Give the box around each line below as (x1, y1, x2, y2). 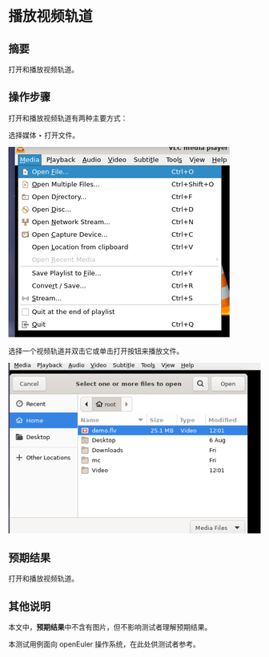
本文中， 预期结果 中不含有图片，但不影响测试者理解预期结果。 (8, 622, 212, 632)
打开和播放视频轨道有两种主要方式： (8, 113, 128, 123)
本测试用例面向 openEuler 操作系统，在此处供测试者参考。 (8, 639, 200, 649)
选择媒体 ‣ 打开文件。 (8, 130, 80, 140)
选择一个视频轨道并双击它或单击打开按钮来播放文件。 (8, 346, 184, 356)
